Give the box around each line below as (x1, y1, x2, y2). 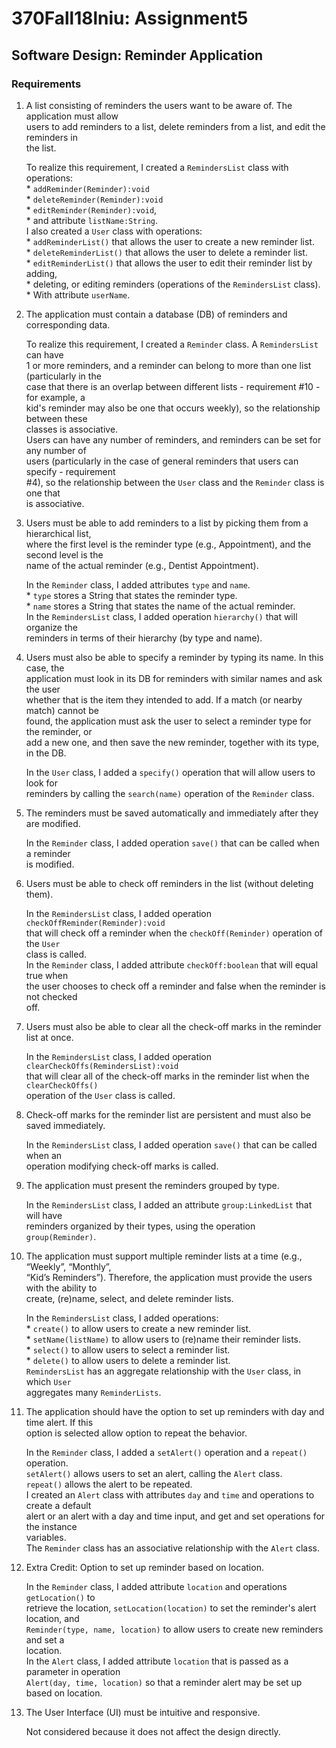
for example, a (25, 391, 86, 403)
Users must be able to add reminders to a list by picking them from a (25, 517, 309, 529)
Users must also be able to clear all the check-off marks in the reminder (25, 1020, 322, 1032)
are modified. (25, 817, 81, 829)
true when (25, 969, 69, 981)
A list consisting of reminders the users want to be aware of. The (25, 99, 293, 111)
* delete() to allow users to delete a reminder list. (25, 1354, 231, 1366)
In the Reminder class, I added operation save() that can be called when (25, 837, 320, 849)
